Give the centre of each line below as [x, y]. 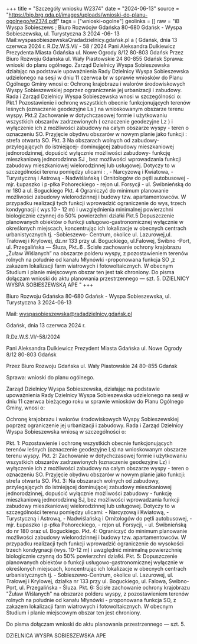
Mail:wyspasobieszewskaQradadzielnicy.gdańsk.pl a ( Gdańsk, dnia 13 [92, 40]
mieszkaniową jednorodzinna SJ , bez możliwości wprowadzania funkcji [94, 159]
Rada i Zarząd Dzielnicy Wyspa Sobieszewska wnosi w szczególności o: [94, 96]
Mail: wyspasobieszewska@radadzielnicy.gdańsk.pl [69, 314]
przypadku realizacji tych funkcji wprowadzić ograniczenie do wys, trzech [96, 203]
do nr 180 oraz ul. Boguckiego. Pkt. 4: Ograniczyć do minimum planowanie [97, 531]
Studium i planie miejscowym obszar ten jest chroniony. [74, 613]
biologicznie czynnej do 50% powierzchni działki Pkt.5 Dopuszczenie [90, 216]
